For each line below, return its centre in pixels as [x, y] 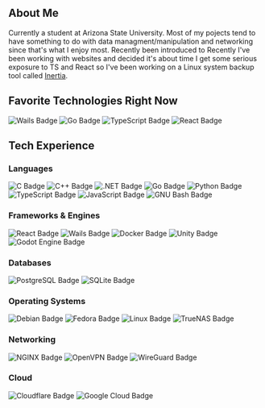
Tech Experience [52, 146]
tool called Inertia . [38, 75]
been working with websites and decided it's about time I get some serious [133, 58]
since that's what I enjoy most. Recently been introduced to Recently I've [129, 50]
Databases [30, 263]
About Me [33, 13]
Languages [31, 169]
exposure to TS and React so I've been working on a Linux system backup [131, 67]
